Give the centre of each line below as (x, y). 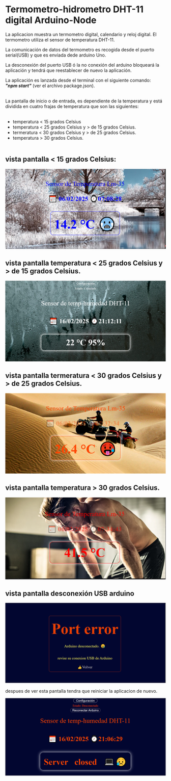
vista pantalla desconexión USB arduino (70, 593)
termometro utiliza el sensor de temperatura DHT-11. (60, 40)
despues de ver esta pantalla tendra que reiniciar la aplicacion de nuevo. (81, 691)
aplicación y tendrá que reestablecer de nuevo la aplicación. (68, 70)
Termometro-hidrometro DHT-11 (75, 9)
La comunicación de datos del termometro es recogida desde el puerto (80, 49)
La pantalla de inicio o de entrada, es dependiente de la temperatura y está (84, 101)
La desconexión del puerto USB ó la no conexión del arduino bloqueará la (82, 65)
